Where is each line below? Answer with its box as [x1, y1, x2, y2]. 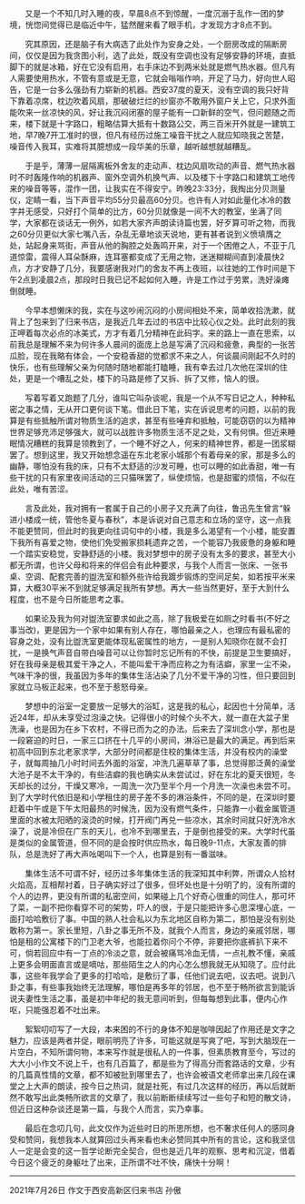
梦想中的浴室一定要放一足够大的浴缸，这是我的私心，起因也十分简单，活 [25, 701, 296, 712]
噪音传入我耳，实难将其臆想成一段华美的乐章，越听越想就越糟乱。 [9, 141, 256, 152]
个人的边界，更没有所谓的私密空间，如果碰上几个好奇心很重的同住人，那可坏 [9, 891, 296, 901]
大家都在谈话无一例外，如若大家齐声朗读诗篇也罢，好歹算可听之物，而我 [25, 218, 296, 228]
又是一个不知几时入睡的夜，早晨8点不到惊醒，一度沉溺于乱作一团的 [25, 8, 277, 18]
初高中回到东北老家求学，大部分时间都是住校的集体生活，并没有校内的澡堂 [9, 746, 288, 757]
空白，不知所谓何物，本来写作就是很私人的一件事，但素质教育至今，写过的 [16, 1047, 296, 1057]
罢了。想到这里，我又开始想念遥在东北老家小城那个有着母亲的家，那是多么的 [9, 450, 296, 460]
